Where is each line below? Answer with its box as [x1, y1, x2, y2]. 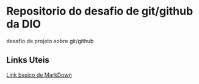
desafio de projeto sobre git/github [6, 37, 94, 44]
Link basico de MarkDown [6, 71, 72, 79]
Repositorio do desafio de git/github [6, 4, 194, 18]
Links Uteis [6, 55, 50, 65]
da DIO [6, 17, 42, 31]
